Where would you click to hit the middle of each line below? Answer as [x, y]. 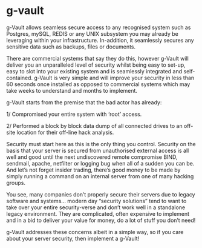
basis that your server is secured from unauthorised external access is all [98, 150]
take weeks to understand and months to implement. [72, 90]
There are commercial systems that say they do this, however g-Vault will [97, 58]
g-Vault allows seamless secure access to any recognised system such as [99, 27]
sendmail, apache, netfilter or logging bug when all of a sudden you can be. [100, 163]
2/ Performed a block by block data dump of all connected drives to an [94, 126]
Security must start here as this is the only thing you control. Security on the [101, 144]
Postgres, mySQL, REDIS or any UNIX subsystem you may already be [92, 33]
